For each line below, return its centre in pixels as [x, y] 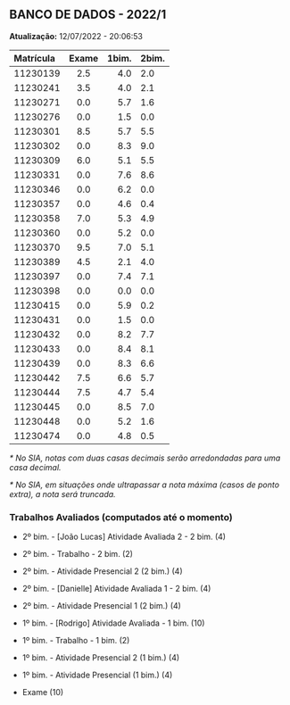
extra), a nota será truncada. [62, 493]
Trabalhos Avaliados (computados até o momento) [121, 517]
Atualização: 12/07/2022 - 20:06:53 [76, 36]
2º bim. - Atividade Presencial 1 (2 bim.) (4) [101, 606]
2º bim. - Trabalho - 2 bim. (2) [78, 554]
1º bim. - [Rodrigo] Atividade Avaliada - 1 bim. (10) [113, 623]
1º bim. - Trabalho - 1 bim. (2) [76, 641]
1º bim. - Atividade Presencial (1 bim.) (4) [97, 675]
